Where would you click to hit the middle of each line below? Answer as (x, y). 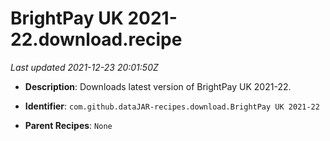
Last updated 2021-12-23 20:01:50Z (84, 67)
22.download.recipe (96, 39)
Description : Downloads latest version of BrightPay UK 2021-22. (158, 86)
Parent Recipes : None (68, 125)
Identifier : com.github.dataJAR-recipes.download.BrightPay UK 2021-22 (172, 106)
